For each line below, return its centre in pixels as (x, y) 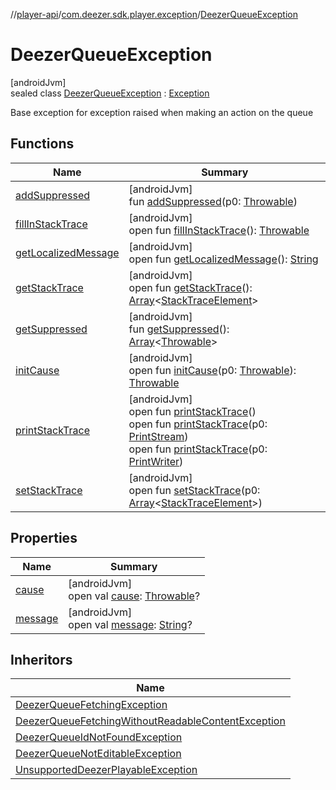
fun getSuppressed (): (179, 329)
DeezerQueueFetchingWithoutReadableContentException (150, 721)
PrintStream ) (158, 436)
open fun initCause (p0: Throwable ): (212, 370)
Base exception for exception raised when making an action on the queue (162, 112)
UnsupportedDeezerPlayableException (106, 770)
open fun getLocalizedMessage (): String (223, 259)
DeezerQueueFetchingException (91, 705)
